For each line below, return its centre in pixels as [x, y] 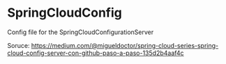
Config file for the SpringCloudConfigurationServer [81, 32]
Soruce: [18, 45]
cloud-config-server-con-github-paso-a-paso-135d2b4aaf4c [96, 53]
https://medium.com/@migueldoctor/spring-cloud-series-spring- [125, 45]
